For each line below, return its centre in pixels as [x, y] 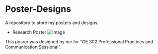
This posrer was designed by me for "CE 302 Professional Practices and [79, 41]
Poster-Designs [38, 9]
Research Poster [29, 32]
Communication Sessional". [33, 47]
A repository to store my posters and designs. [52, 23]
